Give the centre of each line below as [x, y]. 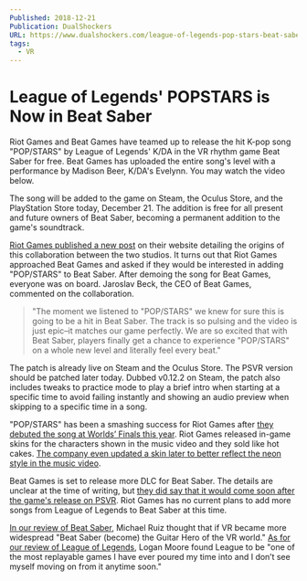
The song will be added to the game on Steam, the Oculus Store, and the [146, 198]
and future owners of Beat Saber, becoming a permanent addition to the [145, 218]
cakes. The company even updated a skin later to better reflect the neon [145, 454]
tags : [20, 43]
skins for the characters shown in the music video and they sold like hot [144, 444]
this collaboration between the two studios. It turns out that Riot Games [143, 255]
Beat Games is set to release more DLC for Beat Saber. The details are [142, 481]
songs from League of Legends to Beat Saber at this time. [118, 510]
